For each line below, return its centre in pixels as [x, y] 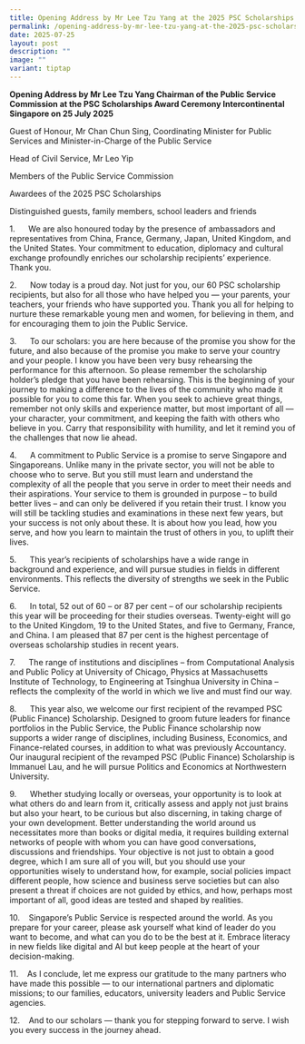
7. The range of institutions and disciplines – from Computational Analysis [152, 662]
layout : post [34, 43]
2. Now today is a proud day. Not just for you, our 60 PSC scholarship [145, 285]
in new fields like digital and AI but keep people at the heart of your [135, 946]
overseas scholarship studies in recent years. [94, 645]
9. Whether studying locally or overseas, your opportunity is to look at [146, 793]
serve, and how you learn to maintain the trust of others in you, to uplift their [152, 532]
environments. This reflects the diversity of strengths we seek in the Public [149, 578]
